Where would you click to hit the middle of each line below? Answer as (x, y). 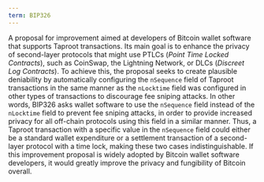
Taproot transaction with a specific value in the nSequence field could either (129, 129)
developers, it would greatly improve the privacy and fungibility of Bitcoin (127, 162)
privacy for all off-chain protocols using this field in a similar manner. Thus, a (132, 121)
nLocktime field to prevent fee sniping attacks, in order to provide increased (130, 113)
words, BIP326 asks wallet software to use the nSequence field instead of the (132, 104)
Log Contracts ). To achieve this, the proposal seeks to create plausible (123, 71)
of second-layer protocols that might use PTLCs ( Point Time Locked (119, 54)
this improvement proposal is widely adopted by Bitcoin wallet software (124, 155)
